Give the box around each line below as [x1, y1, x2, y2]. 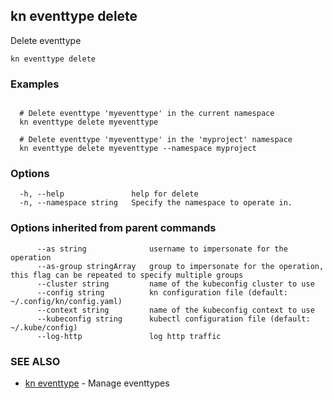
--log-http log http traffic [36, 331, 222, 341]
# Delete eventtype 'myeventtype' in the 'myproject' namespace [19, 135, 293, 145]
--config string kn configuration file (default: [36, 287, 288, 298]
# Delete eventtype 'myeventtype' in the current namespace [19, 109, 275, 119]
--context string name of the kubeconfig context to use [36, 305, 315, 315]
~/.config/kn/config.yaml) [10, 296, 123, 306]
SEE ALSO [10, 354, 61, 368]
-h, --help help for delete [19, 189, 199, 199]
